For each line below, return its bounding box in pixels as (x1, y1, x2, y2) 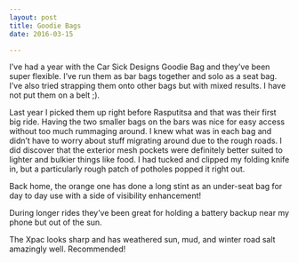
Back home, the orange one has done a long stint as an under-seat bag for (9, 181, 283, 192)
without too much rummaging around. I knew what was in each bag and (9, 126, 272, 137)
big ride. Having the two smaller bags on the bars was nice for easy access (9, 116, 286, 127)
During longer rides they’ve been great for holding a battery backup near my (9, 208, 290, 219)
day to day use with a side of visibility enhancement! (9, 190, 202, 201)
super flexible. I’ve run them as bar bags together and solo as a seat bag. (9, 71, 278, 82)
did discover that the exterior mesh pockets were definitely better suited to (9, 145, 283, 155)
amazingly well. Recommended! (9, 243, 126, 254)
